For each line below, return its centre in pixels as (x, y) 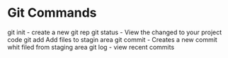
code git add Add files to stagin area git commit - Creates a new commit (112, 39)
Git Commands (52, 13)
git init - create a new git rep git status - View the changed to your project (115, 32)
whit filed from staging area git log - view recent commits (91, 47)
